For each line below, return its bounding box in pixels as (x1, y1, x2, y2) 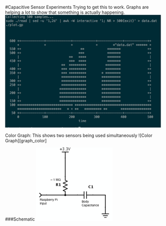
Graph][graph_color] (5, 138, 47, 144)
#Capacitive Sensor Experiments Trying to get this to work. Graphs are (5, 4, 149, 10)
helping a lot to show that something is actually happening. (5, 9, 125, 15)
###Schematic (5, 216, 36, 222)
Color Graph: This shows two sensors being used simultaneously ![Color (5, 132, 153, 138)
